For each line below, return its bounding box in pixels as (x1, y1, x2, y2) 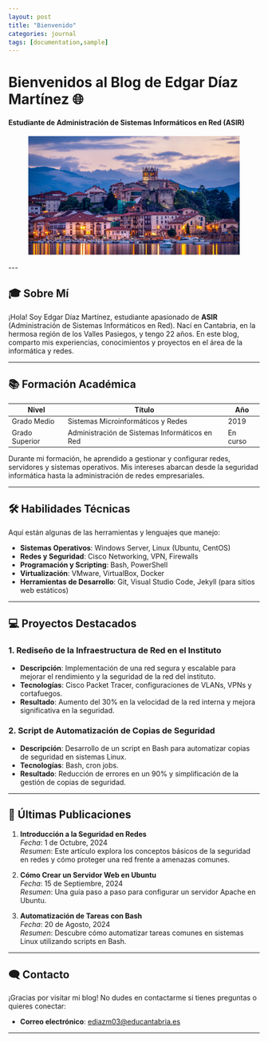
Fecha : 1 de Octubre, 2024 (19, 838, 108, 847)
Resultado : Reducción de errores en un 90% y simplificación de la (19, 768, 239, 778)
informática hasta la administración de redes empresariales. (8, 471, 205, 480)
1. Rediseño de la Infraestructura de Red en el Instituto (8, 645, 222, 656)
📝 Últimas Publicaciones (8, 808, 132, 822)
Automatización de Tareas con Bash (19, 910, 143, 921)
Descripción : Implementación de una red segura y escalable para (19, 663, 236, 673)
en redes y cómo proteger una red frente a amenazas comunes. (19, 855, 230, 864)
